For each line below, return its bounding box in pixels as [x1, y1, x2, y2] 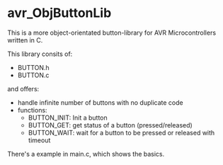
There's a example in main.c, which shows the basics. [7, 149, 165, 158]
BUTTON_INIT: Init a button [28, 113, 108, 122]
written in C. [7, 35, 43, 44]
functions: [17, 106, 47, 114]
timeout [28, 136, 51, 144]
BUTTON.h [17, 63, 50, 72]
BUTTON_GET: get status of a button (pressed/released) [28, 120, 193, 129]
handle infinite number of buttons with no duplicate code [17, 98, 183, 107]
